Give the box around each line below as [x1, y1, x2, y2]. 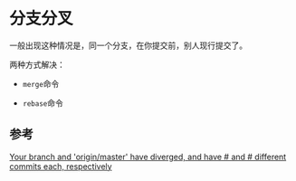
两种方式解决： [9, 59, 65, 70]
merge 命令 [22, 78, 60, 89]
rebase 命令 [22, 97, 63, 109]
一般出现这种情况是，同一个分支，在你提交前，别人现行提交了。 [9, 40, 247, 51]
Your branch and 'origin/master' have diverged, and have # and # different [9, 151, 287, 162]
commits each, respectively [9, 160, 112, 172]
